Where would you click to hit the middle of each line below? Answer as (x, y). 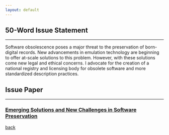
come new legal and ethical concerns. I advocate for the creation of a (77, 63)
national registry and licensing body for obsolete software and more (75, 69)
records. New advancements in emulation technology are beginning (89, 52)
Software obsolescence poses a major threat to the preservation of (75, 47)
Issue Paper (24, 89)
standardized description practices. (42, 74)
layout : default (22, 10)
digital (12, 52)
